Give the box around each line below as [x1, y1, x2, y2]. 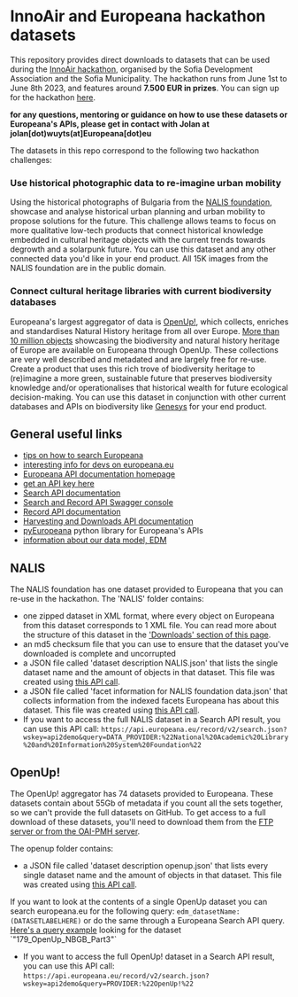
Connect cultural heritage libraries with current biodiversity [10, 285, 272, 298]
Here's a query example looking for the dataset [10, 924, 182, 935]
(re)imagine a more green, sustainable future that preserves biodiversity [10, 372, 272, 383]
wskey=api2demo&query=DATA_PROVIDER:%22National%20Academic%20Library [22, 733, 289, 742]
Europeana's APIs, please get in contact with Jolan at [10, 118, 210, 129]
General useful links [10, 426, 123, 441]
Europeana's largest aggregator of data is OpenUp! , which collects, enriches [10, 316, 289, 327]
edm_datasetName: [176, 907, 241, 916]
